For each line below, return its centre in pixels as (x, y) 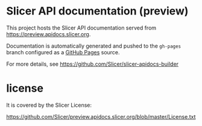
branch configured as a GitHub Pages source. (63, 52)
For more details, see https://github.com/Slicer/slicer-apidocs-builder (93, 64)
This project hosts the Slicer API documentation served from (81, 28)
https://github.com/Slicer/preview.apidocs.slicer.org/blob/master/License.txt (101, 116)
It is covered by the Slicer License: (49, 105)
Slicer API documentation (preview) (97, 11)
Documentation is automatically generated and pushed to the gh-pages (94, 46)
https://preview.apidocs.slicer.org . (49, 34)
